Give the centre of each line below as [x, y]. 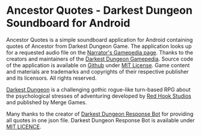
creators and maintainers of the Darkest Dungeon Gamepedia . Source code [100, 59]
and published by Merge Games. [47, 102]
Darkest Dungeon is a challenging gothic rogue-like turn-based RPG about [98, 89]
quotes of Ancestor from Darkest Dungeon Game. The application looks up [99, 46]
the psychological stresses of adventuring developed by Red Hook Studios [99, 96]
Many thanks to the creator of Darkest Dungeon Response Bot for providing [100, 114]
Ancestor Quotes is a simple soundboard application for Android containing [100, 40]
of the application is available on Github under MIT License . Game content [98, 65]
